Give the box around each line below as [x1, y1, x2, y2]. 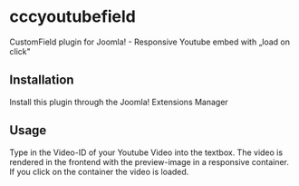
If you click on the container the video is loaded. [9, 166, 189, 177]
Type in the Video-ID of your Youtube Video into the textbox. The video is [9, 147, 284, 158]
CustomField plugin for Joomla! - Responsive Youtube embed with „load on [9, 36, 291, 47]
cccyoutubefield [9, 6, 136, 27]
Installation [9, 73, 74, 88]
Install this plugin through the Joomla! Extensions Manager [9, 96, 228, 107]
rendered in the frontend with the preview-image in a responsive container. [9, 156, 290, 167]
